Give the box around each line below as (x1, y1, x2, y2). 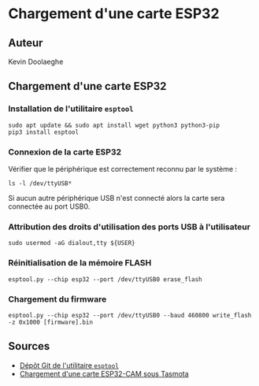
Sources (8, 340, 50, 353)
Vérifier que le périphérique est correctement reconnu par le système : (8, 164, 238, 173)
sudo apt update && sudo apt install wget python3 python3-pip (8, 121, 220, 129)
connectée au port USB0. (8, 202, 91, 211)
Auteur (8, 36, 43, 50)
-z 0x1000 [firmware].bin (8, 318, 93, 326)
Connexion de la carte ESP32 (8, 147, 122, 158)
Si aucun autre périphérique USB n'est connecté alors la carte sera (8, 193, 225, 202)
